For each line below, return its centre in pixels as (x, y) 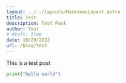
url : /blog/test (27, 46)
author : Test (23, 29)
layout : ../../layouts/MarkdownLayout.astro (63, 12)
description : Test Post (36, 23)
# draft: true (24, 35)
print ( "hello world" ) (34, 74)
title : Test (21, 18)
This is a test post (28, 63)
